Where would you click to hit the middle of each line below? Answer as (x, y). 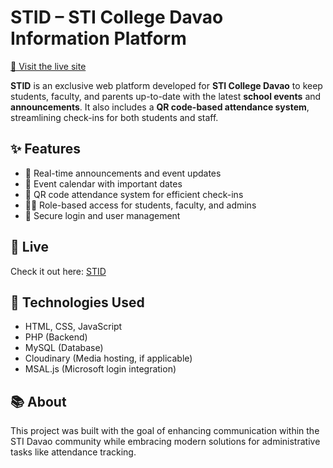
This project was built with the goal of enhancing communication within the (165, 431)
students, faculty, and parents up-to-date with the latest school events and (166, 96)
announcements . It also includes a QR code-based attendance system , (160, 107)
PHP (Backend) (56, 337)
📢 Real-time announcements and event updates (123, 173)
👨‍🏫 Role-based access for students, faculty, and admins (140, 205)
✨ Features (45, 149)
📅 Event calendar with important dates (103, 183)
